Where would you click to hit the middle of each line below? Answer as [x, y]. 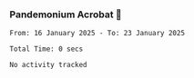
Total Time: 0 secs [46, 49]
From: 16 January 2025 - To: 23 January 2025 [97, 34]
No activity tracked [49, 65]
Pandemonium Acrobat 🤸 [66, 15]
